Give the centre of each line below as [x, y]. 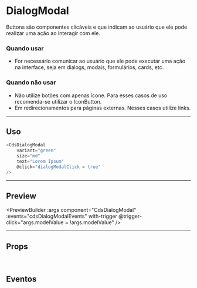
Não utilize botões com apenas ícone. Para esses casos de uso [91, 95]
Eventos [21, 279]
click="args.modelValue [35, 222]
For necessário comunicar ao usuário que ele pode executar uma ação [100, 61]
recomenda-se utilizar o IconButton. [58, 101]
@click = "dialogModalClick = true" [59, 167]
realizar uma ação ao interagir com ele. [53, 33]
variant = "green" [37, 150]
